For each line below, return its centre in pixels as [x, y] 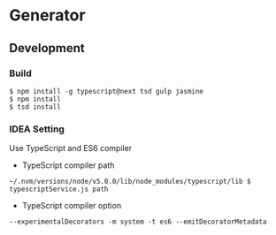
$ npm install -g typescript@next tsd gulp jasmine [106, 91]
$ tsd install [35, 107]
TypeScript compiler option [72, 206]
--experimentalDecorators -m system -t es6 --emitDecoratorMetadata [138, 222]
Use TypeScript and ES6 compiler [71, 148]
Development [47, 48]
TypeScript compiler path [68, 165]
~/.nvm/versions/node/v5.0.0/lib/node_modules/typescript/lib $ [130, 182]
